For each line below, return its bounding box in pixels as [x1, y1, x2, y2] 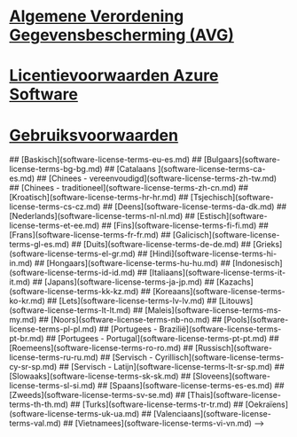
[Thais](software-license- [187, 390, 282, 401]
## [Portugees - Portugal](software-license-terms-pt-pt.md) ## [45, 333, 279, 344]
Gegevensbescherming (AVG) [9, 25, 235, 45]
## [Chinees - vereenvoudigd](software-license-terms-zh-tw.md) [36, 173, 277, 183]
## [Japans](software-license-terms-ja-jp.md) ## [32, 277, 215, 287]
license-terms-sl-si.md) [9, 380, 96, 391]
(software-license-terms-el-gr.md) [9, 248, 136, 259]
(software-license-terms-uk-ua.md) [9, 409, 140, 419]
